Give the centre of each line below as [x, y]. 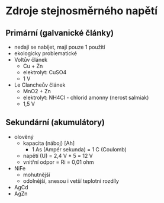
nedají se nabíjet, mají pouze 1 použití [60, 47]
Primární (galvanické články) [60, 33]
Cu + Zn [33, 66]
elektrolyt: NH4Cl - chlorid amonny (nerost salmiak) [86, 97]
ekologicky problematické [46, 53]
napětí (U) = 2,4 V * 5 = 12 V [58, 156]
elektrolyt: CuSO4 [45, 72]
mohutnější [36, 175]
